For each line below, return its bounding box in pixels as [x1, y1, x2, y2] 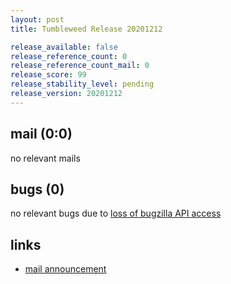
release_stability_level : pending [10, 79, 155, 90]
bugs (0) [10, 181, 65, 198]
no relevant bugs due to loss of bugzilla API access [10, 207, 222, 220]
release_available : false [10, 42, 118, 52]
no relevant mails [10, 152, 81, 164]
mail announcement [24, 263, 107, 275]
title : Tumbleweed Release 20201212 [10, 24, 163, 34]
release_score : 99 [10, 70, 87, 80]
